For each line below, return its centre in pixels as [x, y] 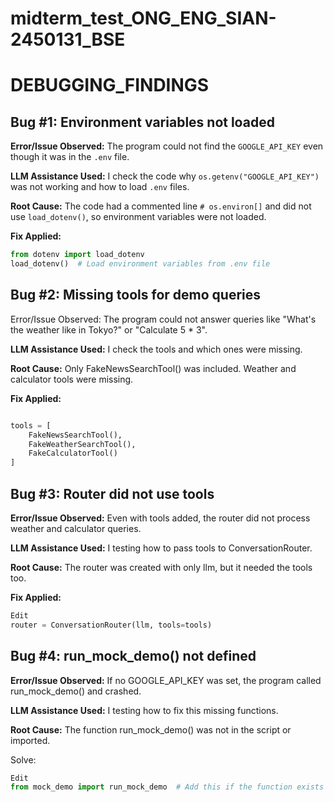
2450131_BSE [68, 39]
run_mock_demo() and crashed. [76, 691]
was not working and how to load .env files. [100, 187]
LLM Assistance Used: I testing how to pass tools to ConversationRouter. [161, 548]
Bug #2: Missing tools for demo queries [136, 295]
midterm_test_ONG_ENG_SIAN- [143, 18]
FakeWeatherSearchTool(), [82, 444]
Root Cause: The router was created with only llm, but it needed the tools [161, 567]
